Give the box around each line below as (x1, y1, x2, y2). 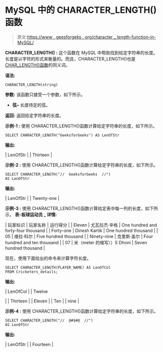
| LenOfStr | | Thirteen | (5, 152, 53, 158)
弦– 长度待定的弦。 (12, 102, 51, 108)
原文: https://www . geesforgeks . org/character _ (17, 34, 116, 40)
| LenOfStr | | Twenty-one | (5, 195, 60, 201)
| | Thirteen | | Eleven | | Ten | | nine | (5, 298, 80, 304)
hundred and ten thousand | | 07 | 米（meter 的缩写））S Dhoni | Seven (5, 239, 147, 245)
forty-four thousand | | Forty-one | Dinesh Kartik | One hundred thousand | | (5, 227, 158, 233)
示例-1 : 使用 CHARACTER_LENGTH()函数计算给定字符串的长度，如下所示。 (5, 123, 158, 128)
